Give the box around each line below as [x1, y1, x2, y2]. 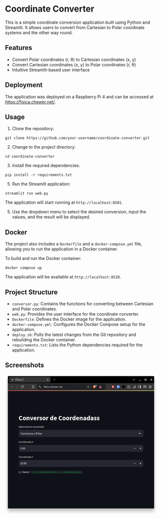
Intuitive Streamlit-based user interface [12, 67, 90, 73]
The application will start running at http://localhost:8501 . [5, 199, 123, 205]
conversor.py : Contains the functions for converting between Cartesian [12, 301, 153, 306]
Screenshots [5, 361, 44, 369]
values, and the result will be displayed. [12, 214, 91, 220]
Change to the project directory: [12, 144, 76, 150]
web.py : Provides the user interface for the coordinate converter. [12, 311, 140, 317]
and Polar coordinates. [12, 306, 57, 312]
